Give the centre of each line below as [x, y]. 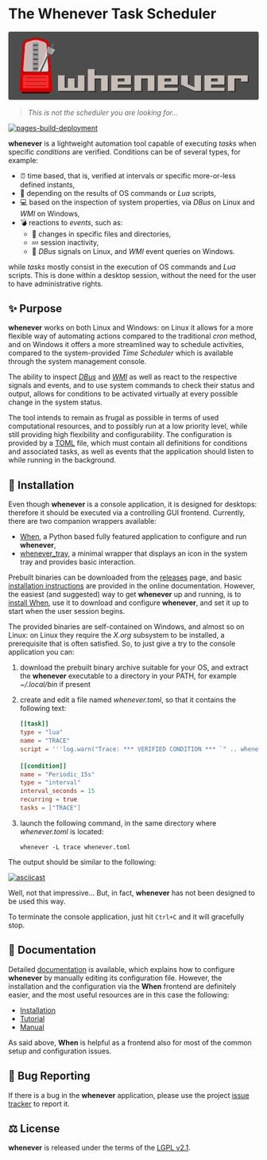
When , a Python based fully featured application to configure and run [133, 537]
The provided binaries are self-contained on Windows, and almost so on [126, 627]
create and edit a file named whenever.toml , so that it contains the [128, 700]
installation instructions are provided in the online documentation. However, [132, 586]
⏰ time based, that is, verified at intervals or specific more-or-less [128, 175]
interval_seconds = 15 [57, 791]
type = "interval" [50, 783]
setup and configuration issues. [60, 1051]
